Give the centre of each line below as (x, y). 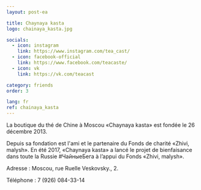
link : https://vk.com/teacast (56, 74)
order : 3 (17, 91)
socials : (17, 40)
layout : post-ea (27, 12)
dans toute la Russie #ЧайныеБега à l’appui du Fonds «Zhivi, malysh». (95, 156)
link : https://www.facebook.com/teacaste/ (72, 63)
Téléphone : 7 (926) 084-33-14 (46, 180)
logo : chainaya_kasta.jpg (39, 29)
